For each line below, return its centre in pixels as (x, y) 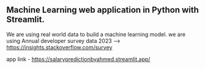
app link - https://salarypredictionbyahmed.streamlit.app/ (78, 59)
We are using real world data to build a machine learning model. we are (96, 34)
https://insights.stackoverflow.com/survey (59, 47)
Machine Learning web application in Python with (102, 10)
